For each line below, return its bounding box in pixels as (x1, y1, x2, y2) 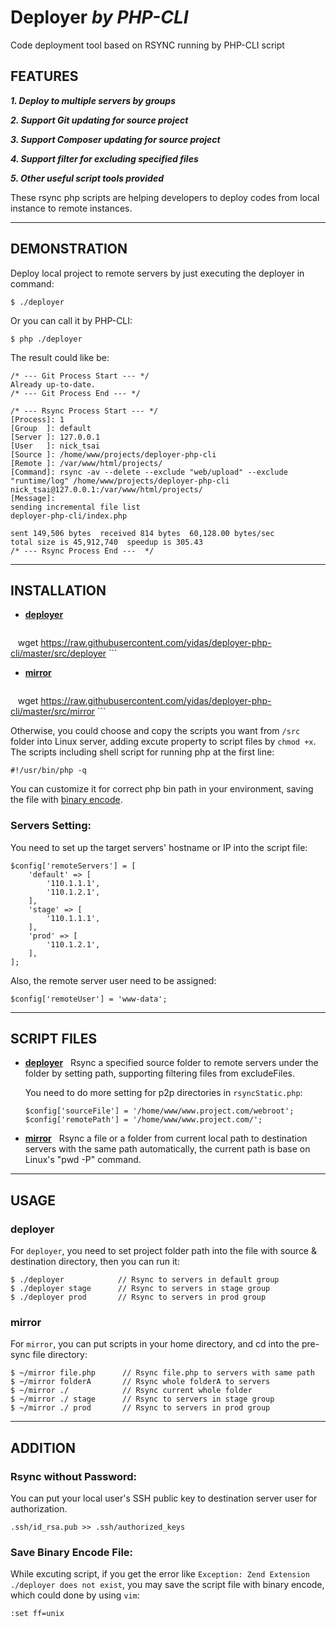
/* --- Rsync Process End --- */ (10, 546, 155, 556)
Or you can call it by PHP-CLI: (10, 314, 133, 326)
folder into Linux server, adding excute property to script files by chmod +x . (10, 736, 317, 748)
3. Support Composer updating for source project (10, 133, 221, 145)
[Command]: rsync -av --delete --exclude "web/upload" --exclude (10, 467, 288, 477)
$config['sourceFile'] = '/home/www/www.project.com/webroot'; (24, 1106, 295, 1116)
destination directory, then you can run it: (10, 1256, 180, 1268)
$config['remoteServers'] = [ (10, 861, 137, 871)
